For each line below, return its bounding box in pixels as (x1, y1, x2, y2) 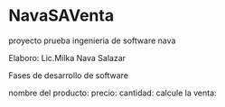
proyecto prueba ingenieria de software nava (8, 35, 176, 46)
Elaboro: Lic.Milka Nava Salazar (8, 52, 127, 63)
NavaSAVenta (8, 5, 115, 26)
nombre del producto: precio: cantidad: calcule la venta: (8, 87, 218, 98)
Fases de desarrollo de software (8, 69, 128, 81)
